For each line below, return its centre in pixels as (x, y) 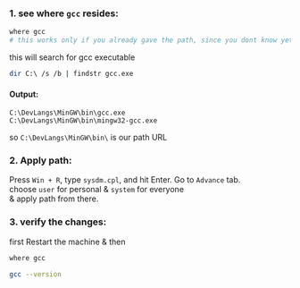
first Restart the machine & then (67, 241)
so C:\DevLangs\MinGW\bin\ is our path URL (88, 138)
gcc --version (36, 274)
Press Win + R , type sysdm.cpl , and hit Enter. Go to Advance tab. (125, 180)
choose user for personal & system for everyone (97, 190)
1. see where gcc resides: (64, 13)
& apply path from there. (54, 199)
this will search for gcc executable (72, 57)
